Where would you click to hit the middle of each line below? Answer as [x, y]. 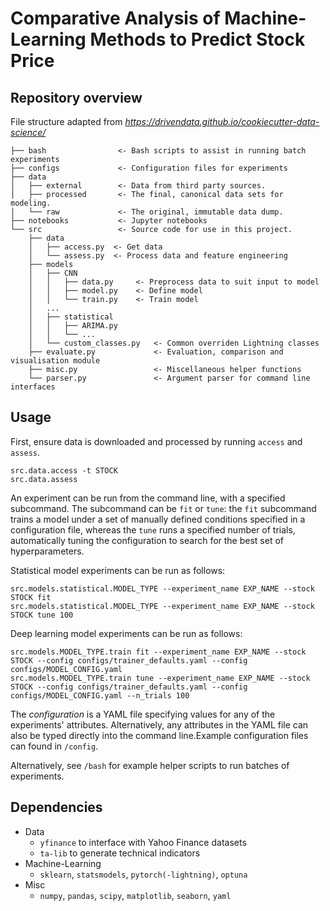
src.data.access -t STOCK [64, 470]
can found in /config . [54, 746]
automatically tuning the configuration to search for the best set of [147, 540]
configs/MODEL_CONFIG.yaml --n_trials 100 [100, 695]
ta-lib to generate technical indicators [120, 853]
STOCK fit [31, 597]
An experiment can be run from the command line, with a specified [148, 498]
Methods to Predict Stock [197, 39]
